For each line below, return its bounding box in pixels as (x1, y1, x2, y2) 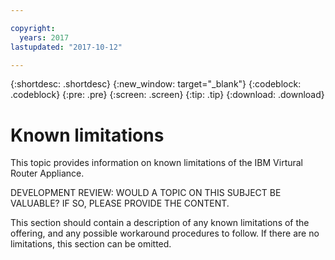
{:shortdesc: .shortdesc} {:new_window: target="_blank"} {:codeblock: (10, 78, 302, 90)
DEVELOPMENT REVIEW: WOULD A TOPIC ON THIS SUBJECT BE (10, 187, 282, 199)
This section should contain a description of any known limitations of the (10, 217, 310, 229)
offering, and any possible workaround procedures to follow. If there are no (10, 227, 320, 240)
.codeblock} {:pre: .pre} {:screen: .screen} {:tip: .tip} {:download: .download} (10, 89, 325, 101)
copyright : (10, 23, 56, 33)
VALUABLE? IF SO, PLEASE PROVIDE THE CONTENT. (10, 197, 230, 210)
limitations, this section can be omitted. (10, 238, 172, 250)
